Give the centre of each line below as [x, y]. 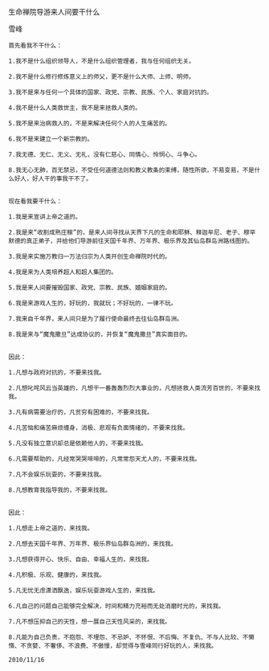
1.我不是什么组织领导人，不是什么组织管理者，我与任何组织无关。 [102, 61]
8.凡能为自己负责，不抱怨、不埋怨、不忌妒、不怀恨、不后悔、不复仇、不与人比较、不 [128, 637]
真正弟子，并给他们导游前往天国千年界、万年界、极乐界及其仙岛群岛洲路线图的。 [140, 241]
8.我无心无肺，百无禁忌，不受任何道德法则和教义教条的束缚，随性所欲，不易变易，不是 [131, 170]
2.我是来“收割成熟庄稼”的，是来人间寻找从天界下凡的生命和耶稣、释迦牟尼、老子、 [126, 232]
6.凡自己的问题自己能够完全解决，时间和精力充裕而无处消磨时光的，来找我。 [116, 606]
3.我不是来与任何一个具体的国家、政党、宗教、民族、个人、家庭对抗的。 [110, 92]
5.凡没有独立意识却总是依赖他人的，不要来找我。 [77, 444]
